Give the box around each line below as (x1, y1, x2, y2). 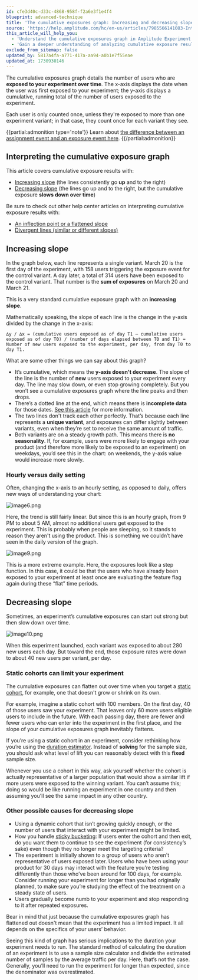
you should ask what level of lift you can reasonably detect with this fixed (6, 749, 185, 757)
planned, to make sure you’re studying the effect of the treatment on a (14, 883, 186, 890)
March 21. (6, 284, 31, 292)
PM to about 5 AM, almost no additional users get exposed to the (6, 519, 164, 527)
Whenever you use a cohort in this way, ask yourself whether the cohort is (6, 767, 187, 774)
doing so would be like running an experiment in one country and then (6, 785, 177, 793)
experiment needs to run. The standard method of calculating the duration (6, 943, 186, 950)
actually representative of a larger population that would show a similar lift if (6, 773, 190, 780)
